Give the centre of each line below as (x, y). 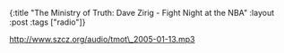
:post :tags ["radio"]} (47, 22)
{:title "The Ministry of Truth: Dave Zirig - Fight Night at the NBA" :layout (142, 13)
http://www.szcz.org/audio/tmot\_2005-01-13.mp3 (102, 39)
